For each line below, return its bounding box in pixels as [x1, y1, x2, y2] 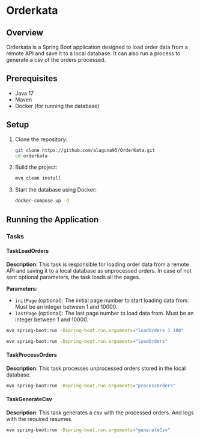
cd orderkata [14, 153, 48, 159]
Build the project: [14, 163, 58, 171]
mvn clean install [14, 175, 61, 181]
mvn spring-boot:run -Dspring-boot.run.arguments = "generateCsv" [6, 427, 171, 433]
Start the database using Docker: [14, 186, 97, 193]
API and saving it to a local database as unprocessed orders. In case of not [6, 267, 192, 274]
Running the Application [6, 214, 99, 225]
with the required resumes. [6, 415, 73, 422]
